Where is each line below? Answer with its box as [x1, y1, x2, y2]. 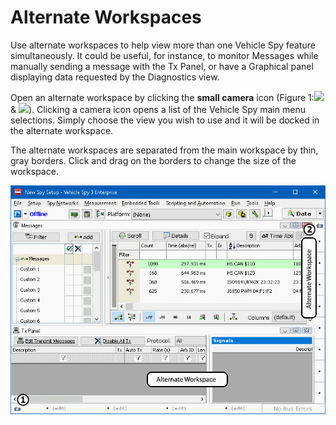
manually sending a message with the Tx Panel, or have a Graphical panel [10, 60, 314, 72]
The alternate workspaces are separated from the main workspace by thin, [10, 144, 319, 156]
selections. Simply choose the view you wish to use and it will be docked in [10, 114, 320, 126]
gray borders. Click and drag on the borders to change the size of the [10, 154, 297, 166]
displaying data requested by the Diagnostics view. [10, 71, 220, 83]
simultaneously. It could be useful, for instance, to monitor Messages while [10, 49, 319, 61]
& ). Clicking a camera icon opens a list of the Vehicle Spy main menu [10, 103, 306, 115]
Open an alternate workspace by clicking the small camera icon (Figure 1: [10, 91, 315, 103]
